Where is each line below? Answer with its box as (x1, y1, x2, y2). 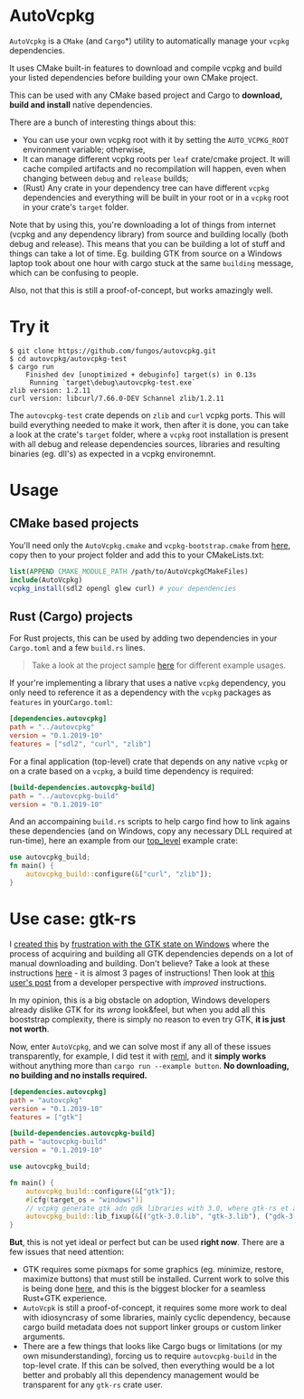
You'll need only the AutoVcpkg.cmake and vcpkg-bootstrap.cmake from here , (9, 539, 291, 550)
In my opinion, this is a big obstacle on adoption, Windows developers (9, 995, 271, 1005)
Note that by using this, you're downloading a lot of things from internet (9, 219, 276, 230)
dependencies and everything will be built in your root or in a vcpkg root (22, 192, 290, 203)
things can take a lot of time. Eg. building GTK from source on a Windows (9, 248, 282, 259)
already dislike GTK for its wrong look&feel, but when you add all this (9, 1004, 266, 1014)
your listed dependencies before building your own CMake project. (9, 71, 259, 82)
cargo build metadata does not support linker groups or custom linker (22, 1322, 282, 1333)
